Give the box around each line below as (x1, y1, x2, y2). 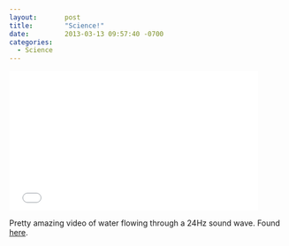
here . (9, 227, 28, 238)
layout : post (9, 12, 81, 22)
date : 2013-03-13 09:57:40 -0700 (9, 29, 164, 38)
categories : (9, 37, 53, 47)
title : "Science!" (9, 21, 104, 30)
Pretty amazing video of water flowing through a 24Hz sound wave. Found (9, 218, 281, 228)
